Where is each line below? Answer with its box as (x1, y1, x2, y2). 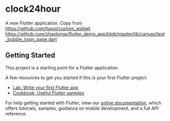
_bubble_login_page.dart (5, 36, 58, 42)
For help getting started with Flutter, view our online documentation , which (5, 100, 162, 106)
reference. (5, 110, 27, 116)
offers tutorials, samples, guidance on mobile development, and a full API (5, 105, 159, 111)
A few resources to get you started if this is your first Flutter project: (5, 75, 148, 81)
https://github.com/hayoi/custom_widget (5, 25, 91, 31)
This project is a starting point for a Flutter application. (5, 64, 119, 70)
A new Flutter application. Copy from (5, 20, 82, 26)
